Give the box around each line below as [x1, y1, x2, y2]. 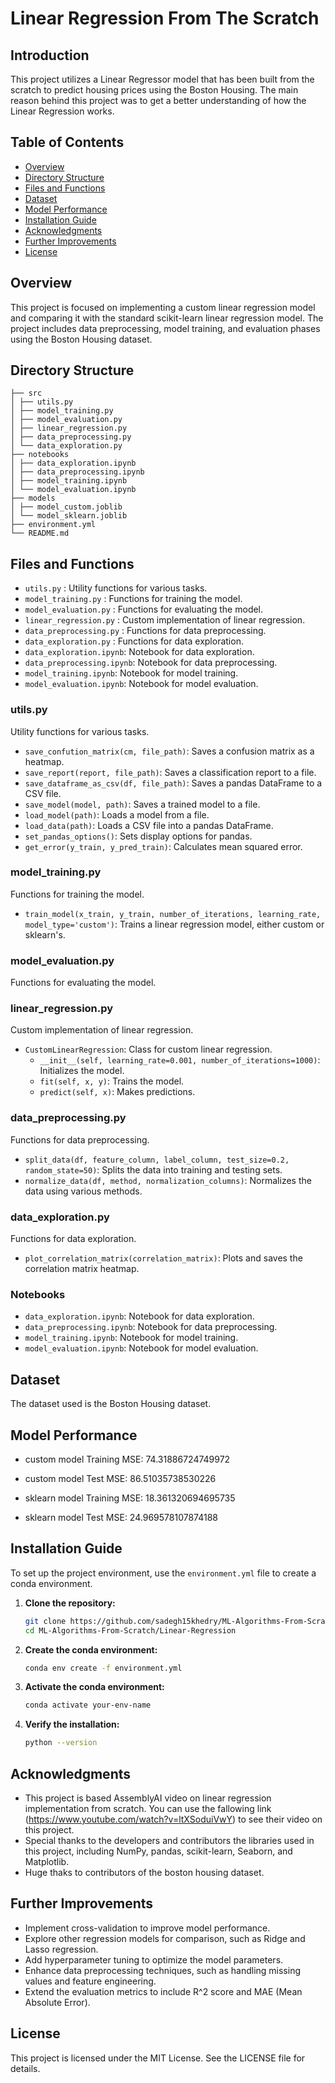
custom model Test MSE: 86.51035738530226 [24, 1472, 217, 1484]
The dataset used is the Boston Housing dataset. [10, 1398, 212, 1410]
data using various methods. [24, 1185, 143, 1197]
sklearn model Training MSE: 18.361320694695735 [24, 1492, 236, 1504]
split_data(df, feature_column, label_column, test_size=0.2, [24, 1155, 290, 1165]
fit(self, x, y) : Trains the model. [39, 1075, 185, 1087]
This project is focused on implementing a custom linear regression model [10, 301, 316, 313]
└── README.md [10, 528, 70, 539]
